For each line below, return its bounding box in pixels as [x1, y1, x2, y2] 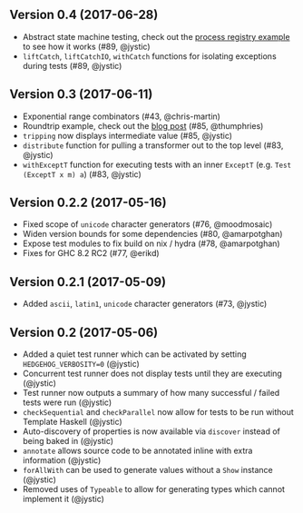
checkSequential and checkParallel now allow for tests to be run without [22, 407, 295, 418]
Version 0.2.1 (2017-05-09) [9, 274, 166, 290]
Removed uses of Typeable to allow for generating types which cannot [22, 484, 286, 495]
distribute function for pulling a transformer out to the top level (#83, [22, 140, 284, 151]
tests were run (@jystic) [22, 397, 112, 408]
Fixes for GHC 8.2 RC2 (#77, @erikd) [22, 248, 161, 259]
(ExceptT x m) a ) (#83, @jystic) [22, 168, 142, 180]
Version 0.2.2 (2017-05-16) [9, 195, 167, 211]
